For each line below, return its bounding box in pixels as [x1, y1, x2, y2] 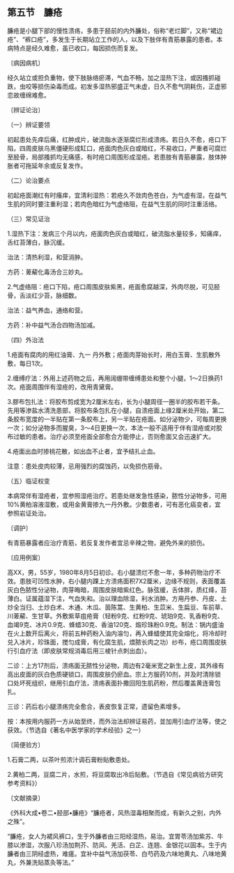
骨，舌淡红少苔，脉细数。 [7, 291, 81, 300]
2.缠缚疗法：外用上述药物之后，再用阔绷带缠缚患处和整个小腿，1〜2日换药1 [7, 373, 223, 382]
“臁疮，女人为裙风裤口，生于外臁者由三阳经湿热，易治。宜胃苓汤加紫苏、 [7, 832, 218, 840]
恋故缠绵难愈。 [7, 91, 50, 99]
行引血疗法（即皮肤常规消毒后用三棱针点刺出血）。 [7, 647, 151, 655]
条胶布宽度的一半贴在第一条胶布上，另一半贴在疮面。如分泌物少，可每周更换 [7, 415, 227, 423]
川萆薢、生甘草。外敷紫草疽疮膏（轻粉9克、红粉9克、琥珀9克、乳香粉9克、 [7, 612, 224, 620]
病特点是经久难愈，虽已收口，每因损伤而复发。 [7, 44, 141, 52]
